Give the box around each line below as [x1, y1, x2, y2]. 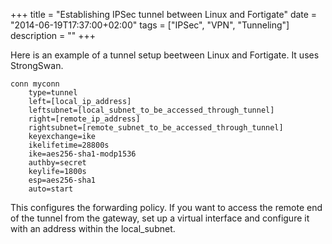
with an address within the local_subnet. [10, 223, 176, 234]
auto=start [28, 184, 74, 194]
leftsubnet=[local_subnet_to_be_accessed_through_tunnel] [28, 105, 275, 115]
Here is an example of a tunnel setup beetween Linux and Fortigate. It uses [10, 49, 320, 61]
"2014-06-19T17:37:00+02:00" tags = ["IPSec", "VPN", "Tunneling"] [10, 19, 290, 31]
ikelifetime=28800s [28, 140, 110, 150]
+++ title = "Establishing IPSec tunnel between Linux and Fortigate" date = [10, 9, 318, 20]
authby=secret [28, 158, 87, 168]
